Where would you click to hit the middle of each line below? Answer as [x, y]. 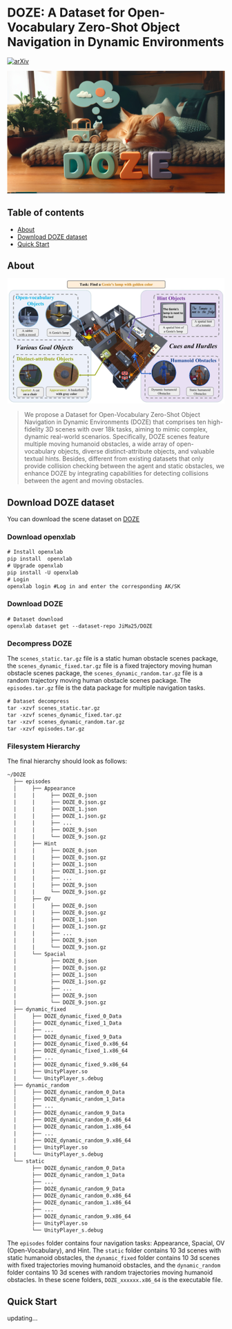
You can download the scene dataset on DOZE [74, 519]
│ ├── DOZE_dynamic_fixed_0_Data [68, 1016]
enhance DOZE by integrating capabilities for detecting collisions [116, 474]
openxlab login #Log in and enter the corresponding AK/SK [94, 587]
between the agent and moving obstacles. [84, 481]
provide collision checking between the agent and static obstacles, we [124, 466]
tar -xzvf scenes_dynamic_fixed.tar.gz [65, 715]
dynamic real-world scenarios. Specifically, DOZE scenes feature [117, 437]
